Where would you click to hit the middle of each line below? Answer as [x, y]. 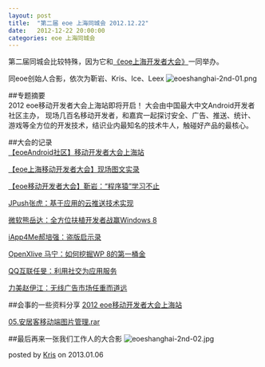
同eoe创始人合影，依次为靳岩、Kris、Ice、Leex [86, 79]
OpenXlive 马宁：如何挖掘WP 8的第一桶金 [77, 254]
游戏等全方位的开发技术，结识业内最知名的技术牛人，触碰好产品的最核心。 [131, 125]
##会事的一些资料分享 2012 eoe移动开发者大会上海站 [95, 305]
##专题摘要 [27, 96]
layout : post [30, 16]
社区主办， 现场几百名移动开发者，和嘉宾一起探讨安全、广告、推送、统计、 [132, 116]
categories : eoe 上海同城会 [52, 38]
